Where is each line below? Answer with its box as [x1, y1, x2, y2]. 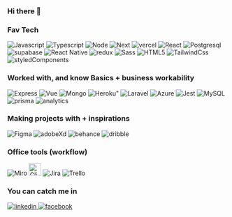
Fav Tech [7, 24, 39, 34]
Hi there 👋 [7, 6, 42, 16]
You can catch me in [7, 186, 78, 196]
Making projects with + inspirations [7, 114, 131, 124]
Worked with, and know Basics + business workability [7, 73, 194, 83]
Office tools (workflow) [7, 147, 88, 156]
